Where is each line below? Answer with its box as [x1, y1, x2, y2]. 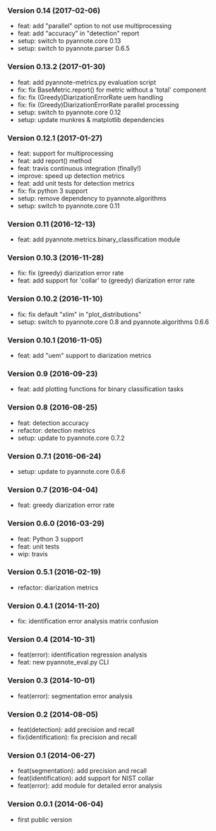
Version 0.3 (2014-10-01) [7, 676, 95, 686]
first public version [17, 815, 73, 824]
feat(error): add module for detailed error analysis [17, 782, 162, 790]
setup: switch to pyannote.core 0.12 [17, 108, 121, 116]
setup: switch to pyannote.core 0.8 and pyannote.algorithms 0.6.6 [17, 317, 210, 326]
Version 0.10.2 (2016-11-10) [7, 294, 103, 304]
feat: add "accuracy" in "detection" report [17, 29, 140, 37]
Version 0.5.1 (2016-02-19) [7, 567, 101, 577]
